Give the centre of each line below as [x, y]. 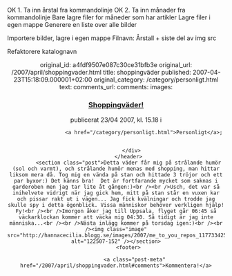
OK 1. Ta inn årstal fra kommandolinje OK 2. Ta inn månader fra [96, 10]
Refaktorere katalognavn [42, 52]
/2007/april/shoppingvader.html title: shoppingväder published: [101, 72]
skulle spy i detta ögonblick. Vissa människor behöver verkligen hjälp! [116, 205]
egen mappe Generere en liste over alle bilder [72, 25]
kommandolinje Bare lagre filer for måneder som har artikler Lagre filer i [109, 17]
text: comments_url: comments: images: [116, 87]
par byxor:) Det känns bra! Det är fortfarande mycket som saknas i [116, 181]
